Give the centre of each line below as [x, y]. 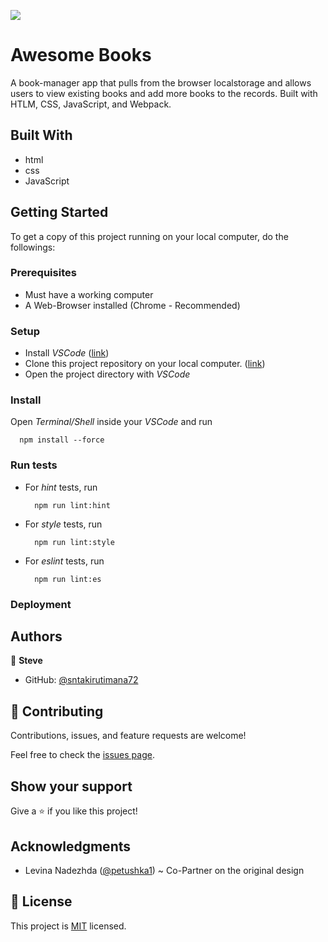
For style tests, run [63, 524]
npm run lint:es [68, 579]
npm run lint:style [74, 542]
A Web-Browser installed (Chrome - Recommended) [132, 305]
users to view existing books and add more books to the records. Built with [164, 93]
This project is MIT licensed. [68, 926]
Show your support [71, 786]
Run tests [34, 465]
